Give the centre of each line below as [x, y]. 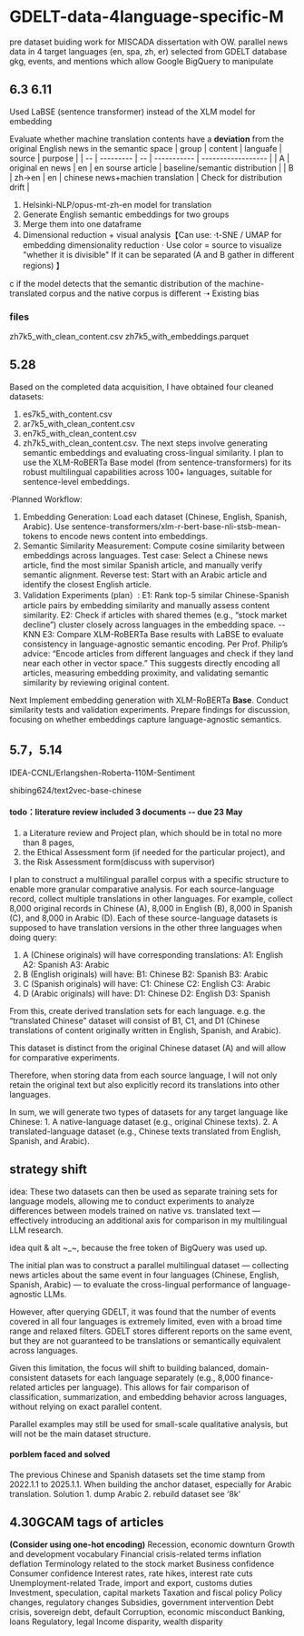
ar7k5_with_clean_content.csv [78, 423]
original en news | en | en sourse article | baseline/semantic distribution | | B [152, 168]
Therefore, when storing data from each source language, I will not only [143, 1075]
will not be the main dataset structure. [80, 1434]
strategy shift [49, 1170]
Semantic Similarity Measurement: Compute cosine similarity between [154, 546]
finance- [258, 1377]
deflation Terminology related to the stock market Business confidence [142, 1563]
